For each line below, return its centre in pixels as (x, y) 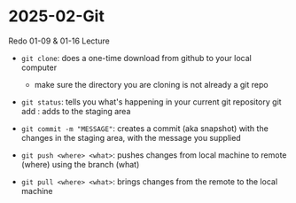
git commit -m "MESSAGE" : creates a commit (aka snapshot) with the (145, 128)
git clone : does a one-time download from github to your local (136, 58)
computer (39, 67)
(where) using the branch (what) (80, 164)
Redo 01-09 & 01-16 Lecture (59, 41)
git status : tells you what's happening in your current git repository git (151, 101)
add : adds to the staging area (76, 111)
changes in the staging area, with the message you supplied (131, 137)
